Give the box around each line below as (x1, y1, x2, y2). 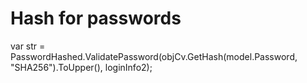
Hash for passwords (10, 7, 182, 30)
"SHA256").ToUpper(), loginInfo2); (10, 61, 153, 73)
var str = (10, 40, 46, 52)
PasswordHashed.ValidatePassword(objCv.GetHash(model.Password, (10, 50, 298, 62)
